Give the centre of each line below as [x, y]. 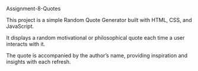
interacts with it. [26, 44]
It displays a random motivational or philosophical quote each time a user [95, 38]
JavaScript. [20, 26]
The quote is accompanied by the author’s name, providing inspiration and [97, 55]
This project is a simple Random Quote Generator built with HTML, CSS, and [99, 20]
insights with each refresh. [39, 62]
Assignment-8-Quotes [33, 9]
